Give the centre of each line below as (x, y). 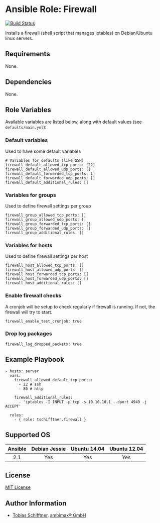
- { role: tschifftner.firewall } (50, 420)
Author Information (36, 503)
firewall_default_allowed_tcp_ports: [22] (50, 165)
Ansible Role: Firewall (51, 9)
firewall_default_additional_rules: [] (47, 182)
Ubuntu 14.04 (88, 449)
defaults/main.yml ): (26, 127)
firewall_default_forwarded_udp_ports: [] (50, 178)
